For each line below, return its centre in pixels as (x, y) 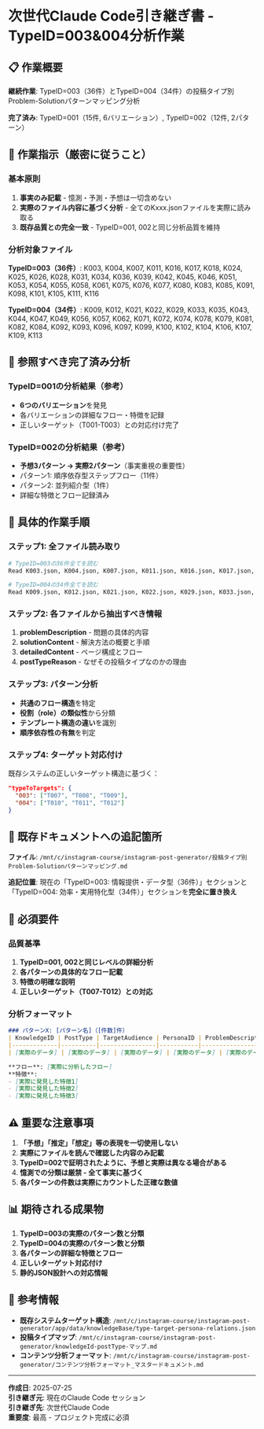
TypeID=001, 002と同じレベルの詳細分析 (86, 962)
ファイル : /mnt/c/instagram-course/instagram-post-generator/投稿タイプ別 (128, 857)
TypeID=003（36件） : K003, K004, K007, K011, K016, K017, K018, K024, (125, 267)
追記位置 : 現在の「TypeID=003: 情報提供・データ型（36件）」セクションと (128, 882)
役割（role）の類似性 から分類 (67, 713)
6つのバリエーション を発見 (63, 405)
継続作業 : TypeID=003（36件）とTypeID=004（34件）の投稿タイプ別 (121, 91)
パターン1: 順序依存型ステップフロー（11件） (91, 475)
